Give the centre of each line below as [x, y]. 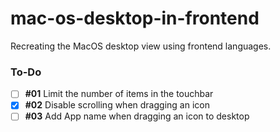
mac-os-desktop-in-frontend [135, 18]
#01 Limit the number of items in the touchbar [119, 94]
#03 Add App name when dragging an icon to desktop [137, 116]
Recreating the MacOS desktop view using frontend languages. [141, 46]
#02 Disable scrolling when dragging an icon [117, 105]
